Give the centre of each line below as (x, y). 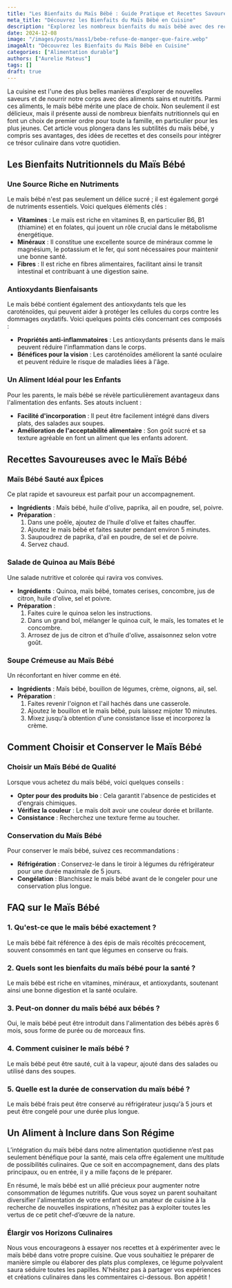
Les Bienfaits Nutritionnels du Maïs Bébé (96, 164)
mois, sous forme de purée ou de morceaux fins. (76, 1031)
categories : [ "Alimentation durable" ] (63, 53)
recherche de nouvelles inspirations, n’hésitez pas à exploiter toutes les (109, 1207)
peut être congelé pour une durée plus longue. (74, 1111)
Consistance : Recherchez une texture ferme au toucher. (98, 817)
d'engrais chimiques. (47, 803)
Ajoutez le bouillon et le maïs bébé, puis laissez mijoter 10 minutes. (122, 711)
